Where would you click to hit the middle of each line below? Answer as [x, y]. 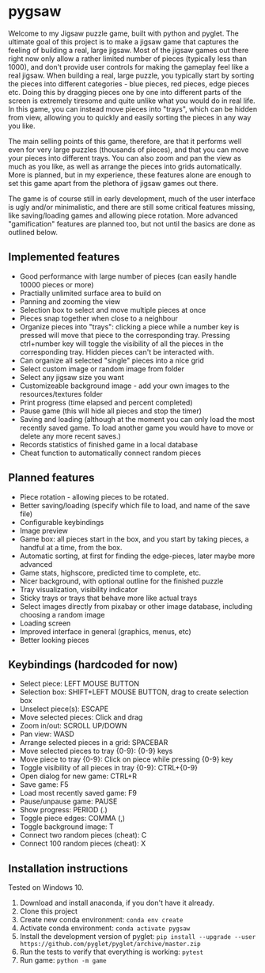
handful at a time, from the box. [71, 547]
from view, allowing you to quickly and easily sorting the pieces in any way [130, 117]
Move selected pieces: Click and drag [81, 717]
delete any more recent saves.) [70, 436]
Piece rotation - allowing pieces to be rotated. [94, 496]
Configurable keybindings [62, 522]
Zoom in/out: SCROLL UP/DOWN [73, 726]
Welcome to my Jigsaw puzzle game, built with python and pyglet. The [123, 33]
